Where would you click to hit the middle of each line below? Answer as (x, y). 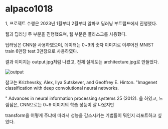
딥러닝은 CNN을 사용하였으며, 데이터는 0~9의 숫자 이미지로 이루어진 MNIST (79, 45)
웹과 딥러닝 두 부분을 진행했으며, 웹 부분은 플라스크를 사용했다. (66, 34)
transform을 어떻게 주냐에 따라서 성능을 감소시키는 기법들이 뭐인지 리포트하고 (81, 115)
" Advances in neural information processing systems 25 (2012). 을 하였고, (81, 98)
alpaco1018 (29, 9)
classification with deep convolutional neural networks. (62, 88)
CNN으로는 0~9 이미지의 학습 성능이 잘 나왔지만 (67, 104)
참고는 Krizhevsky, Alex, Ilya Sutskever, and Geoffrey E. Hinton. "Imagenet (81, 82)
